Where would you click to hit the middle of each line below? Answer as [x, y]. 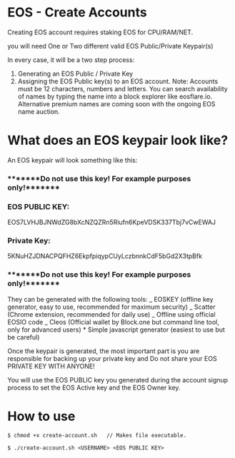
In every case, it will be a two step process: [71, 60]
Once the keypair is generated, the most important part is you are [104, 351]
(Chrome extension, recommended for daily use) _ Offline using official [111, 314]
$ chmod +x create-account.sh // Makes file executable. [97, 435]
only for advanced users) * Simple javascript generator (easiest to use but [116, 330]
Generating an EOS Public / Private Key [75, 73]
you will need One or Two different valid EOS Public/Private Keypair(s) [110, 46]
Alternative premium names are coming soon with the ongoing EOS [116, 103]
